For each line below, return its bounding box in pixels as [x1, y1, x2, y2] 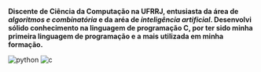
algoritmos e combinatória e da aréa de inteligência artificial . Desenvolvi [8, 15, 252, 24]
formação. [8, 40, 43, 49]
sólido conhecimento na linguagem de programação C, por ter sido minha [8, 23, 253, 32]
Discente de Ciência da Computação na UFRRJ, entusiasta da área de [8, 7, 239, 16]
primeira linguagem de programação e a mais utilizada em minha [8, 31, 224, 41]
